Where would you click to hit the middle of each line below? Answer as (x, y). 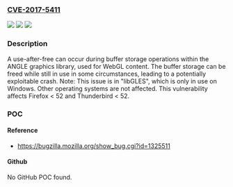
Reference (23, 131)
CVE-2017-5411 (34, 10)
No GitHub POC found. (40, 177)
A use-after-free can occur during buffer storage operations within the (108, 59)
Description (27, 44)
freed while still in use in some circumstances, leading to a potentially (107, 74)
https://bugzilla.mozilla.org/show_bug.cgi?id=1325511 (94, 146)
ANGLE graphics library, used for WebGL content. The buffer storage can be (116, 66)
